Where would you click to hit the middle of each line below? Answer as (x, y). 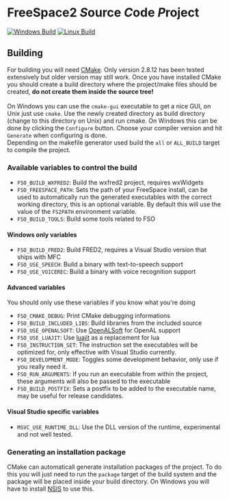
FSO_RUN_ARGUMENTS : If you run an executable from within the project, (112, 374)
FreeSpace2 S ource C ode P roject (103, 13)
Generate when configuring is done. (57, 135)
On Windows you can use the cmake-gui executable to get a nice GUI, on (109, 106)
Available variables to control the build (72, 167)
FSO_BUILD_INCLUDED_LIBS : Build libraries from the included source (109, 323)
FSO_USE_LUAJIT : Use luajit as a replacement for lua (88, 338)
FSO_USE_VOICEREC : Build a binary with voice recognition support (106, 271)
